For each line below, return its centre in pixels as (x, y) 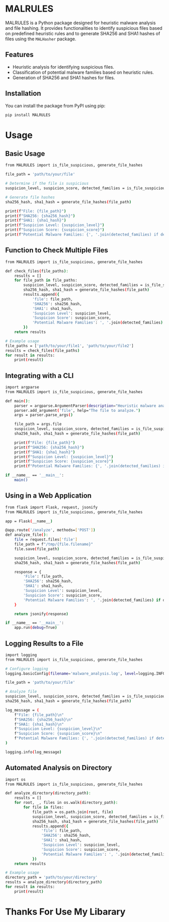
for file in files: (44, 807)
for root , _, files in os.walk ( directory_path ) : (66, 803)
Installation (23, 94)
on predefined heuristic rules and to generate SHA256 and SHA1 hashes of (83, 33)
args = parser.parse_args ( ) (44, 415)
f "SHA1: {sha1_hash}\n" (39, 724)
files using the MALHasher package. (41, 39)
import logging (21, 655)
